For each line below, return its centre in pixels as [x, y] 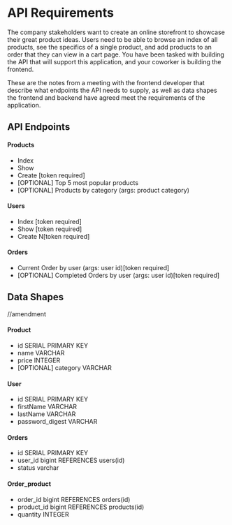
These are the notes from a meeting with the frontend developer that [106, 82]
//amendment [27, 314]
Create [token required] [51, 175]
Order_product [29, 484]
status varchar [38, 468]
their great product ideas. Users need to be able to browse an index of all [113, 39]
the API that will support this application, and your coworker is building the [114, 61]
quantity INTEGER [43, 514]
